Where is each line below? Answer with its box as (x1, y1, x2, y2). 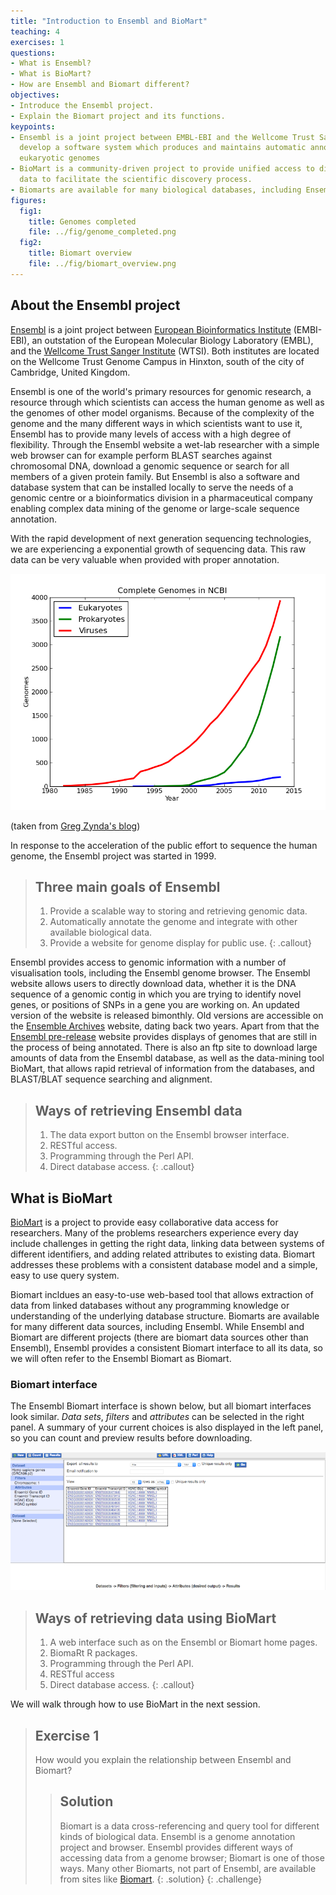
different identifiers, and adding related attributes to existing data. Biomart (10, 1248, 316, 1260)
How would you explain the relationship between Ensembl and (34, 1754, 292, 1766)
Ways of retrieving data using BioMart (34, 1610, 277, 1627)
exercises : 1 (10, 37, 65, 47)
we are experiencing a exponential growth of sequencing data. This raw (10, 543, 307, 555)
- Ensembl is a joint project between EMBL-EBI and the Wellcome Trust (10, 132, 315, 142)
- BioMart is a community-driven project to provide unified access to (10, 164, 315, 174)
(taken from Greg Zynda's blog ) (10, 820, 141, 832)
